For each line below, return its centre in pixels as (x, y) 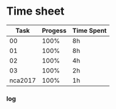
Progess (54, 30)
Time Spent (89, 30)
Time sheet (35, 11)
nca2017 (23, 80)
